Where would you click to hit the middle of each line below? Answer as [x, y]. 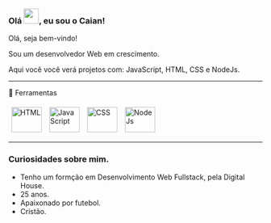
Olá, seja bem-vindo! [43, 38]
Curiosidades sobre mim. [59, 159]
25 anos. [35, 194]
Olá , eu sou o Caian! [57, 20]
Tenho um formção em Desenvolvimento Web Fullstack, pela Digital [132, 177]
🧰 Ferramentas [33, 93]
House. [32, 185]
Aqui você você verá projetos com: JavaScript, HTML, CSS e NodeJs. [124, 69]
